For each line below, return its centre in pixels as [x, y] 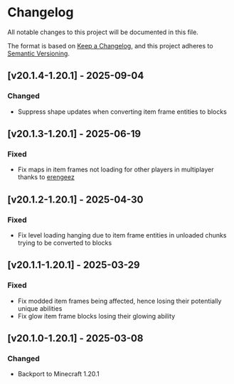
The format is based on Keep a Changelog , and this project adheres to [110, 46]
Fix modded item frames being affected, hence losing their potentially [119, 301]
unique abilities [40, 308]
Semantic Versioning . [38, 53]
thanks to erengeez [46, 177]
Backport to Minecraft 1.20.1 [58, 374]
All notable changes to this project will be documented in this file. [103, 32]
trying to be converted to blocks [65, 243]
